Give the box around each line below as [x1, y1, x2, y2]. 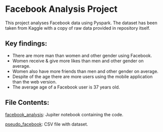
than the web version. [12, 79, 57, 85]
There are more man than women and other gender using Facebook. [12, 52, 152, 58]
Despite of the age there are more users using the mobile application [12, 73, 153, 80]
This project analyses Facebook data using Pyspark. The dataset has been [5, 20, 158, 26]
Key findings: [5, 40, 48, 48]
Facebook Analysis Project [5, 3, 118, 15]
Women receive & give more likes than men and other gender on [12, 58, 144, 64]
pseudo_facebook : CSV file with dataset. [5, 121, 88, 127]
